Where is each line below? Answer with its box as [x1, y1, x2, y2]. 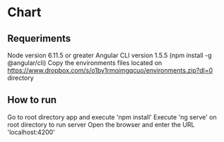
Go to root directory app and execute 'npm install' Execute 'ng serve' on [7, 112, 217, 121]
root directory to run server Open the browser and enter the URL [7, 120, 195, 129]
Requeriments [7, 32, 71, 45]
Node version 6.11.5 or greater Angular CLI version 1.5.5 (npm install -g [7, 51, 212, 59]
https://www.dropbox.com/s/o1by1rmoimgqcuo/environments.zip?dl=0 [7, 66, 213, 74]
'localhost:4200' [7, 128, 55, 136]
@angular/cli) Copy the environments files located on [7, 59, 163, 67]
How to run [7, 94, 57, 106]
